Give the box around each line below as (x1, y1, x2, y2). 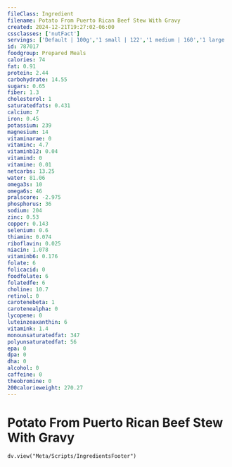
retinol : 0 (7, 292, 39, 300)
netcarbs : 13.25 (7, 167, 55, 175)
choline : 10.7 (7, 286, 49, 293)
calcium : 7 (7, 109, 39, 116)
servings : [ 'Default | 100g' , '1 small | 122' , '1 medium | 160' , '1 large (7, 37, 225, 44)
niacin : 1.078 (7, 246, 49, 254)
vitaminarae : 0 (7, 135, 52, 142)
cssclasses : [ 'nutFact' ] (7, 30, 80, 37)
